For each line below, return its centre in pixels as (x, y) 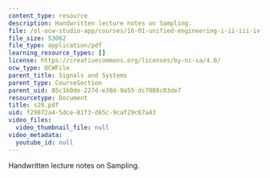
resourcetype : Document (48, 98)
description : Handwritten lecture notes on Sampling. (100, 23)
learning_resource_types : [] (57, 53)
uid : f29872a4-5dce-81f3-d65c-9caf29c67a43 (82, 113)
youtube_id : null (45, 142)
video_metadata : (35, 135)
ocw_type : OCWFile (39, 68)
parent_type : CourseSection (55, 83)
